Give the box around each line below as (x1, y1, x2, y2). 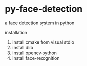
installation (5, 29, 27, 35)
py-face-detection (5, 3, 83, 15)
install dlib (12, 44, 34, 50)
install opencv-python (12, 50, 57, 56)
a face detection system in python (5, 20, 75, 26)
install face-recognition (12, 55, 60, 61)
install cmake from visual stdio (12, 39, 74, 45)
